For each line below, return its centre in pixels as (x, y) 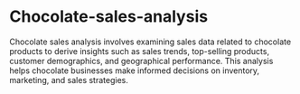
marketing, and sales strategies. (69, 80)
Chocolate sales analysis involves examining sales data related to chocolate (150, 42)
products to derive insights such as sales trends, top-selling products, (139, 51)
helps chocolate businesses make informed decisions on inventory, (135, 70)
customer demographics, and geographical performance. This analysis (141, 61)
